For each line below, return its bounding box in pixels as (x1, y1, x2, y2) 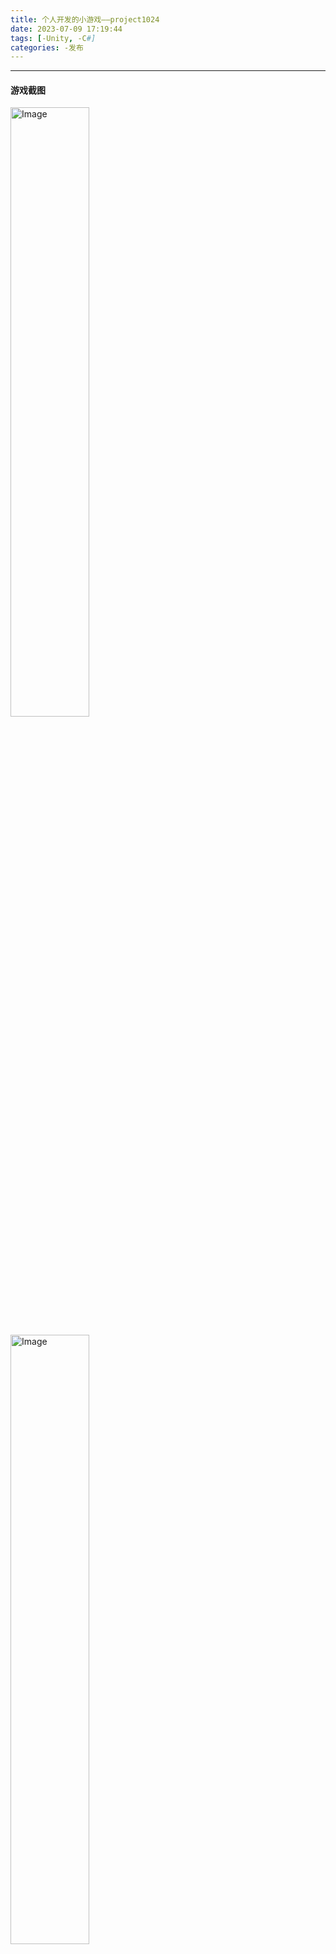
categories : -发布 (10, 42, 84, 53)
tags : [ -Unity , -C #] (10, 33, 97, 43)
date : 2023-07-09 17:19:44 (10, 24, 123, 34)
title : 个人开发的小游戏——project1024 (10, 14, 160, 25)
